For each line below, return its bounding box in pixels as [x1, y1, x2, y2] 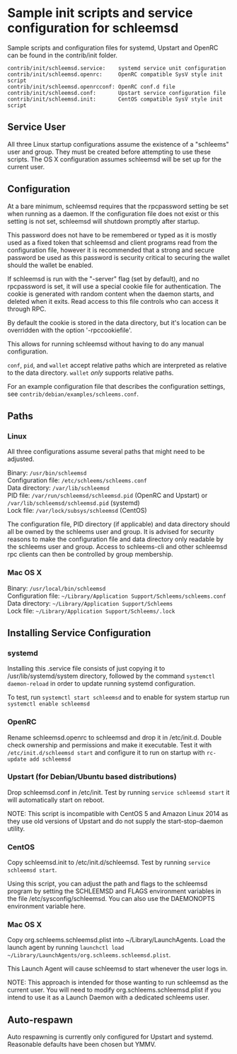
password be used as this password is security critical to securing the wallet [7, 253, 230, 261]
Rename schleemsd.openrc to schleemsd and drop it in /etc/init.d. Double [7, 733, 222, 742]
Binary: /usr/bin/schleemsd [7, 469, 87, 477]
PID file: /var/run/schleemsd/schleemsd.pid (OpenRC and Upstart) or [7, 491, 208, 500]
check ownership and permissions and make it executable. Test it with [7, 740, 212, 749]
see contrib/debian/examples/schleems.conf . [7, 390, 139, 398]
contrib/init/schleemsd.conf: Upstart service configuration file [7, 89, 226, 96]
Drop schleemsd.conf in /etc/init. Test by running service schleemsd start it [7, 788, 230, 796]
